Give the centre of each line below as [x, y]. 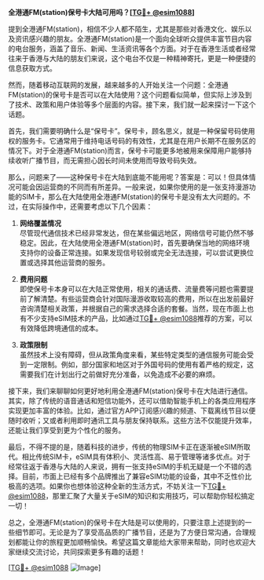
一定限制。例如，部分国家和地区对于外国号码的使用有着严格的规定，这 [140, 365]
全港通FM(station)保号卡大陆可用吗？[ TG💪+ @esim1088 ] [101, 12]
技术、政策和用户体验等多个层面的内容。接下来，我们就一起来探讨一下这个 [135, 104]
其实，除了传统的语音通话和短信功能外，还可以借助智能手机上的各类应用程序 [132, 401]
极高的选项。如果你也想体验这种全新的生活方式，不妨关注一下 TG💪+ [117, 486]
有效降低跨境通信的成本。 [61, 328]
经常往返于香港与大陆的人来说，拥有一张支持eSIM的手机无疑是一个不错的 [126, 467]
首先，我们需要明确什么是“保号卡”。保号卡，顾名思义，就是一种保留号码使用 [132, 131]
